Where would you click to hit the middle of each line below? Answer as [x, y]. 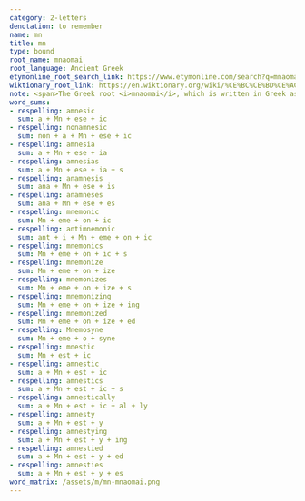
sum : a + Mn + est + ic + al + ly [83, 406]
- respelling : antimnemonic [63, 229]
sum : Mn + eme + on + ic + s [73, 254]
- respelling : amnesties [56, 465]
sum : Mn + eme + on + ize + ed [77, 322]
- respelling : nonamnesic [58, 128]
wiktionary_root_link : [52, 85]
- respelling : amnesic [52, 111]
